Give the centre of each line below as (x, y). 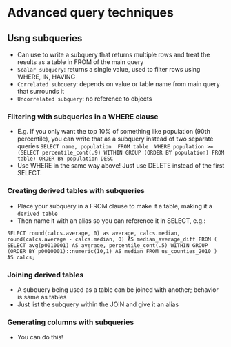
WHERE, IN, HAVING (46, 77)
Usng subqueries (45, 38)
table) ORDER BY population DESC (65, 159)
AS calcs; (21, 257)
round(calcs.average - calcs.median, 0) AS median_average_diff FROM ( (112, 239)
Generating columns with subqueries (71, 322)
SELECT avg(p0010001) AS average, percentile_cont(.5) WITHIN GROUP (108, 245)
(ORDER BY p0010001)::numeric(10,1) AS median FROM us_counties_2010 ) (112, 251)
